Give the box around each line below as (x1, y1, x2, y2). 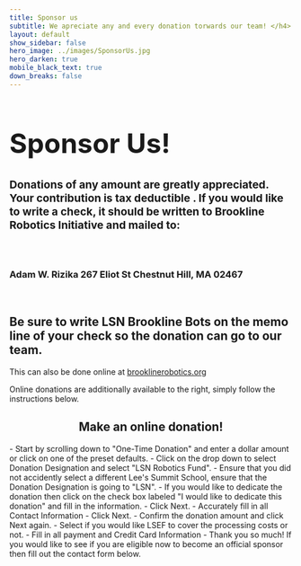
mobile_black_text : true (9, 64, 102, 73)
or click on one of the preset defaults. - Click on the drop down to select (9, 453, 277, 464)
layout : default (9, 30, 70, 39)
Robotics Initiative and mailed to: (9, 217, 181, 233)
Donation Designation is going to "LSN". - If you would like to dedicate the (9, 482, 283, 492)
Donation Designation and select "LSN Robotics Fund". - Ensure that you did (9, 462, 292, 473)
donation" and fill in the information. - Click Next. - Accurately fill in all (9, 500, 269, 511)
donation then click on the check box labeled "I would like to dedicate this (9, 491, 283, 501)
